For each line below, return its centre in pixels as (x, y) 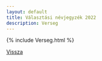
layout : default (27, 12)
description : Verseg (32, 23)
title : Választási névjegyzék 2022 (51, 18)
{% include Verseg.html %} (40, 40)
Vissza (15, 52)
